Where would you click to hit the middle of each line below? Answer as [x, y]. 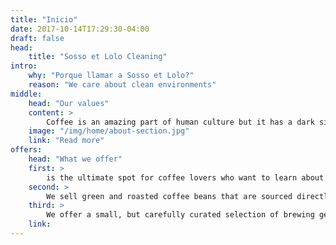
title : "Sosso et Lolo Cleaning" [98, 57]
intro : [24, 66]
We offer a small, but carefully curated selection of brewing [180, 215]
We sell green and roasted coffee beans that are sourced [169, 196]
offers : [26, 150]
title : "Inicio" [44, 19]
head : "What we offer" [75, 159]
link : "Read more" [66, 141]
